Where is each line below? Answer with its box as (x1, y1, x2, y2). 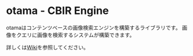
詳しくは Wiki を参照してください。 (6, 44, 89, 51)
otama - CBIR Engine (6, 4, 109, 17)
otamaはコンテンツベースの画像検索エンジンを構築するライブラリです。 (6, 24, 181, 31)
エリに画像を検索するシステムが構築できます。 (21, 31, 135, 38)
